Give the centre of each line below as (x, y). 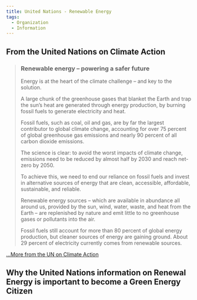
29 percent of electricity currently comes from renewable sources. (101, 243)
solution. (31, 87)
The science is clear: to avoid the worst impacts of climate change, (102, 153)
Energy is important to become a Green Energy (94, 282)
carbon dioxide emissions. (52, 141)
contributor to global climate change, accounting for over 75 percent (103, 129)
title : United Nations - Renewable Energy (59, 11)
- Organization (30, 22)
